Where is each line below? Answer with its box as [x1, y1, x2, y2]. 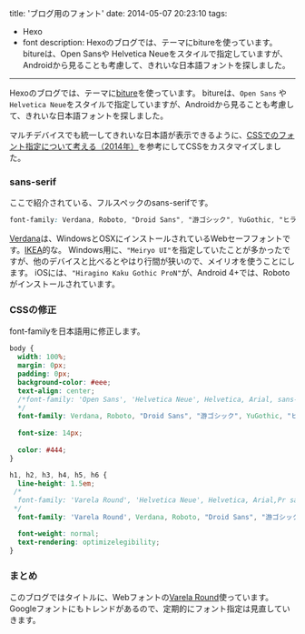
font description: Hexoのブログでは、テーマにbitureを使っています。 [22, 37, 278, 47]
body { [9, 344, 34, 353]
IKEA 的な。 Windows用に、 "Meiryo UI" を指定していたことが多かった [24, 245, 283, 256]
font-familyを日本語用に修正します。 [9, 326, 145, 337]
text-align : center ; [17, 386, 95, 396]
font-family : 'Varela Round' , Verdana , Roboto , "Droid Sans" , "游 [17, 513, 273, 522]
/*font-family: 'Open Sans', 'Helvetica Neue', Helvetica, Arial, [17, 395, 274, 404]
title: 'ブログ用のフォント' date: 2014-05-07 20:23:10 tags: [9, 8, 228, 18]
